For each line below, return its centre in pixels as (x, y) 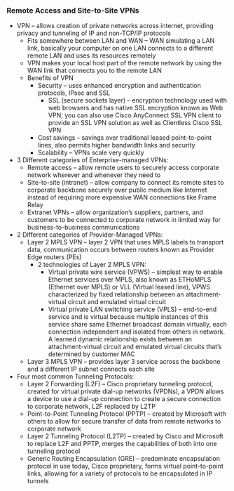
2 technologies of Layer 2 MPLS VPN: (92, 265)
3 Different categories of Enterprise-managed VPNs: (92, 160)
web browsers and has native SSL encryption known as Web (136, 108)
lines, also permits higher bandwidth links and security (116, 145)
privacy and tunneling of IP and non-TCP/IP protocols (94, 33)
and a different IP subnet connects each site (91, 369)
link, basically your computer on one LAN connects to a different (120, 48)
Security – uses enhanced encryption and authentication (119, 86)
